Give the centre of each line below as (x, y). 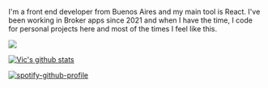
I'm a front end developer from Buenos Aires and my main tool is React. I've (134, 12)
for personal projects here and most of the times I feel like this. (113, 29)
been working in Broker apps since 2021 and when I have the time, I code (131, 20)
